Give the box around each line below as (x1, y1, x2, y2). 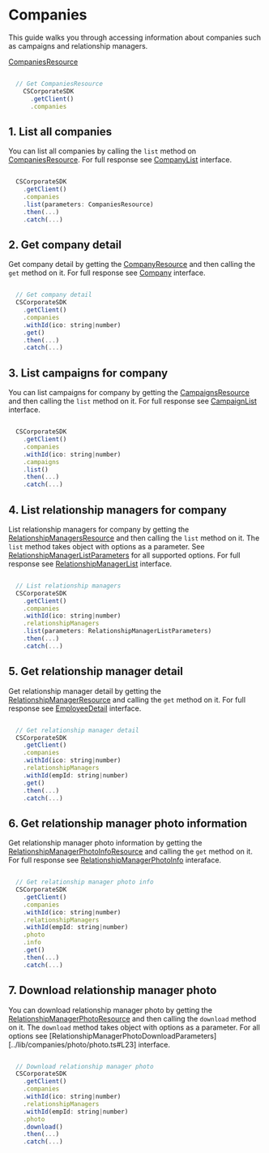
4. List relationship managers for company (8, 503, 227, 517)
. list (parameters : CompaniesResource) (23, 200, 154, 209)
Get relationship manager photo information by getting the (8, 838, 203, 848)
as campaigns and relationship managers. (8, 41, 148, 50)
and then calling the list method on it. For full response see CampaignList (8, 396, 258, 407)
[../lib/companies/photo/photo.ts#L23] (8, 1039, 137, 1049)
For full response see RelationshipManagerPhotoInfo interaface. (8, 855, 221, 865)
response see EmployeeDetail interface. (8, 703, 142, 713)
